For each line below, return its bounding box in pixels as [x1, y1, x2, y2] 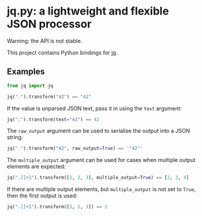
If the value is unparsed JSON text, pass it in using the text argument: [7, 104, 182, 112]
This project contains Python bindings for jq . [7, 49, 118, 56]
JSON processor [7, 17, 92, 31]
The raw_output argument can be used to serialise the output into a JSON [7, 127, 190, 135]
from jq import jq [7, 83, 53, 89]
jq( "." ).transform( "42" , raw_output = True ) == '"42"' [7, 146, 143, 152]
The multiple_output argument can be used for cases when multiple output [7, 157, 196, 164]
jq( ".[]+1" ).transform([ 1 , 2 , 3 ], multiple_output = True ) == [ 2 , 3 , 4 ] [7, 175, 189, 181]
